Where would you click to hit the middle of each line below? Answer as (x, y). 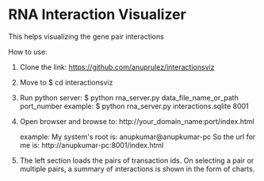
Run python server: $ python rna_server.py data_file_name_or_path (129, 97)
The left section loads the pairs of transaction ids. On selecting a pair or (137, 160)
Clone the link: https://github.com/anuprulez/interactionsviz (117, 67)
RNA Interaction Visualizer (97, 15)
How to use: (28, 51)
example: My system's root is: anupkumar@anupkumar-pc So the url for (138, 137)
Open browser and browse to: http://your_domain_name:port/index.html (137, 121)
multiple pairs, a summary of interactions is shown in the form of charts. (137, 168)
